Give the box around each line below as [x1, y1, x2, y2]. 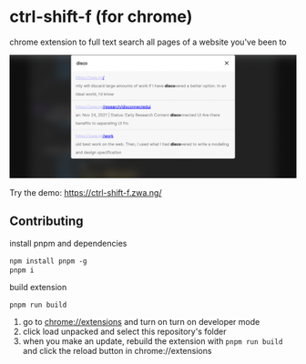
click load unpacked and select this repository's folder [22, 326, 227, 337]
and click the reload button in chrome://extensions [22, 345, 212, 356]
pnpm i [9, 266, 35, 275]
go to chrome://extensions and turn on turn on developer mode [22, 316, 260, 327]
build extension [9, 281, 67, 292]
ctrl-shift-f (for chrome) [9, 6, 193, 27]
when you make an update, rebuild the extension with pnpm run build [22, 335, 283, 347]
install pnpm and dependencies [9, 238, 127, 248]
